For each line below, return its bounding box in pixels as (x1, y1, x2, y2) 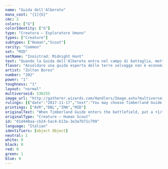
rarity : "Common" (5, 44, 41, 49)
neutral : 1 (5, 133, 28, 138)
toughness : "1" (5, 81, 37, 86)
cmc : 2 (5, 16, 19, 21)
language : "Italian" (5, 123, 48, 128)
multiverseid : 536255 (5, 91, 50, 96)
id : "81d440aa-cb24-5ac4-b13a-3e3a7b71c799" (5, 118, 99, 124)
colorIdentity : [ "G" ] (5, 26, 50, 31)
